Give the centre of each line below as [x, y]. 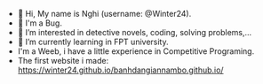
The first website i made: [63, 61]
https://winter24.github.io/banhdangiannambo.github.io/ [120, 70]
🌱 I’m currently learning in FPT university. [93, 42]
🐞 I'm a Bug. [40, 23]
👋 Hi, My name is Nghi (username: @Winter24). [104, 14]
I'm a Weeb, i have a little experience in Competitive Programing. [136, 51]
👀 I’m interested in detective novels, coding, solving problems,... [135, 32]
